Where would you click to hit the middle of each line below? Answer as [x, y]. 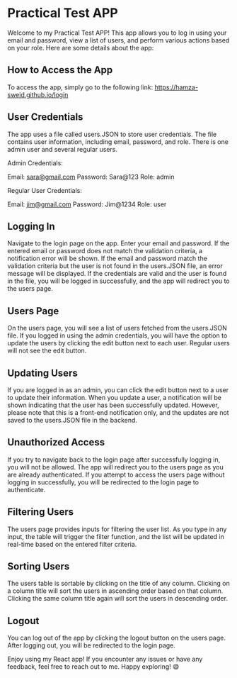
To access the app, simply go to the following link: [80, 87]
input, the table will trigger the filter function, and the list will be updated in [116, 536]
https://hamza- [176, 87]
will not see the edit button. [47, 351]
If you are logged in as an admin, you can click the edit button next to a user [118, 390]
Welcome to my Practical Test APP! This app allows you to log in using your [117, 33]
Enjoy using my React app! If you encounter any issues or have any [105, 659]
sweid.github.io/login [38, 94]
